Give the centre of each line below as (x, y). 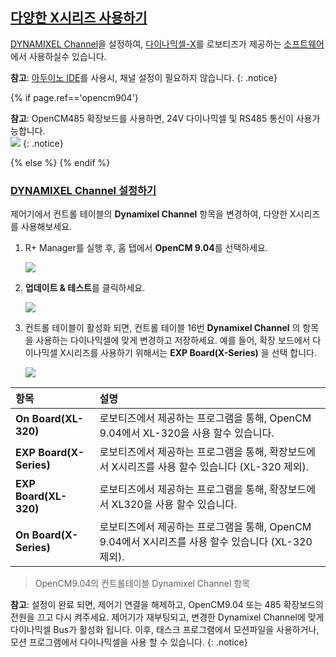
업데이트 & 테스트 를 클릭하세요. (85, 288)
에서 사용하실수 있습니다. (58, 56)
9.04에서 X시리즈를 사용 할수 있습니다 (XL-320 (206, 542)
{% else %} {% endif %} (60, 162)
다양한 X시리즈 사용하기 (79, 18)
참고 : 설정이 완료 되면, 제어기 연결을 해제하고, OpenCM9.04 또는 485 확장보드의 (167, 605)
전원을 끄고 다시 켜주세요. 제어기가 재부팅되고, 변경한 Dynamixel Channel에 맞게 (167, 617)
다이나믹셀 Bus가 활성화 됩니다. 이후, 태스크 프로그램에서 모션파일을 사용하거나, (165, 630)
